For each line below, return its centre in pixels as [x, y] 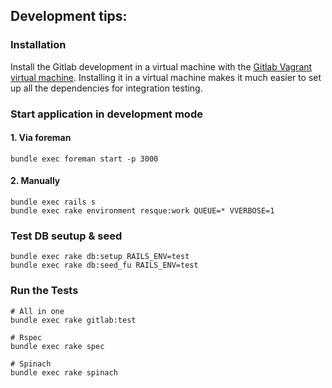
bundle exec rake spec [57, 346]
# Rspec [26, 337]
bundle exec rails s [53, 202]
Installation [38, 45]
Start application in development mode [106, 114]
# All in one [37, 311]
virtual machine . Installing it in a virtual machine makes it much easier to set [166, 77]
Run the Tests [44, 291]
